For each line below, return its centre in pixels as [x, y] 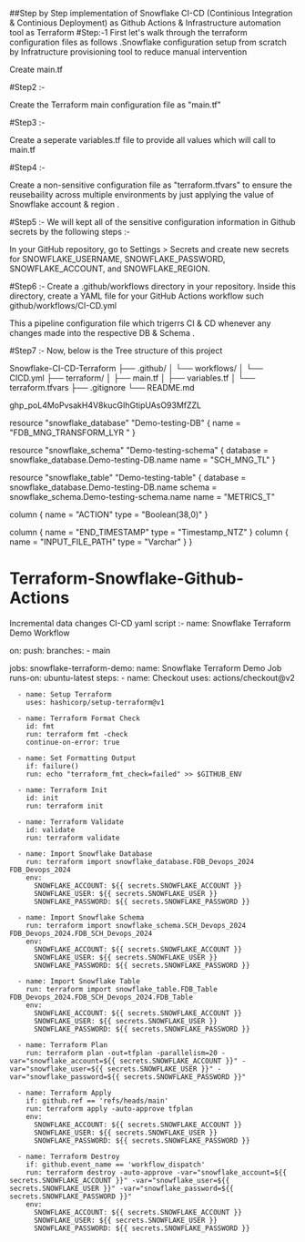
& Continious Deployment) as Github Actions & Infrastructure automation [145, 23]
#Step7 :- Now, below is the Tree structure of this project [116, 351]
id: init [42, 798]
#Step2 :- [27, 87]
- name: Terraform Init [62, 790]
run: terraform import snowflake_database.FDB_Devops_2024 [140, 861]
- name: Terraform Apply [65, 1093]
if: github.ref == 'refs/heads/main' [97, 1101]
